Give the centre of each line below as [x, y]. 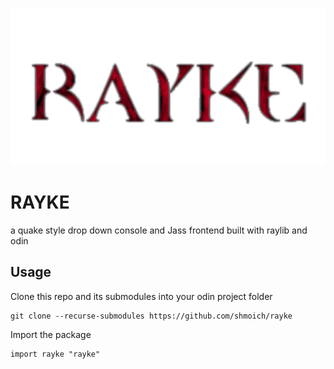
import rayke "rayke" [55, 354]
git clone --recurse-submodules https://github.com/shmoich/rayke [151, 316]
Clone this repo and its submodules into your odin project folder [141, 296]
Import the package [51, 334]
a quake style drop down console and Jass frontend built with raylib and [159, 230]
